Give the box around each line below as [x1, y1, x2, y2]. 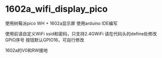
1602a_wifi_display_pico [5, 3, 108, 15]
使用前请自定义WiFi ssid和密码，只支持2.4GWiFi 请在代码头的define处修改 [5, 30, 158, 36]
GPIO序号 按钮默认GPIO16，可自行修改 [5, 37, 84, 43]
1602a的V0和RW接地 [5, 47, 48, 53]
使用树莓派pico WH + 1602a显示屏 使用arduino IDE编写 [5, 20, 118, 26]
